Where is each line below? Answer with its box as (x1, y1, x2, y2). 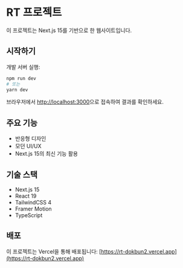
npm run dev (6, 75, 36, 82)
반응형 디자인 (14, 135, 47, 142)
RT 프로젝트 (6, 5, 62, 19)
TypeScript (14, 212, 43, 218)
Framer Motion (14, 205, 53, 212)
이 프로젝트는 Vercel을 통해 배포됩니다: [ (6, 247, 101, 255)
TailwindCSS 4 (14, 199, 52, 206)
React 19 (14, 192, 37, 200)
